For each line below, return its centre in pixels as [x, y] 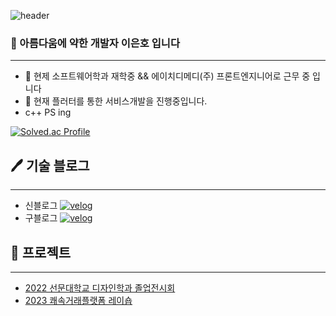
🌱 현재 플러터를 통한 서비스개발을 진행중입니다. [116, 101]
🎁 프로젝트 [41, 252]
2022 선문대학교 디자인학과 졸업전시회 [100, 287]
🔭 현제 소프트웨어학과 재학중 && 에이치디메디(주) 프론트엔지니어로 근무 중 [167, 76]
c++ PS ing [48, 112]
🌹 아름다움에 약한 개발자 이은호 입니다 [95, 43]
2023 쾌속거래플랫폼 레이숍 [78, 300]
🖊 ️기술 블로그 [50, 165]
